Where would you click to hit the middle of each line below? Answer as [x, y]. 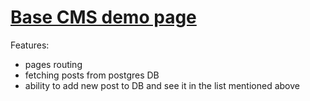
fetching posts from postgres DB [92, 75]
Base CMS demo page [103, 17]
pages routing [53, 64]
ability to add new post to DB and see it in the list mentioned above [162, 85]
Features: [30, 45]
